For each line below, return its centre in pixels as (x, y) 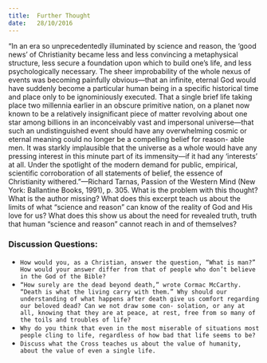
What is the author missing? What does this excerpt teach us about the (124, 198)
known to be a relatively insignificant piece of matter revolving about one (128, 113)
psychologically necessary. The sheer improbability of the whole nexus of (130, 71)
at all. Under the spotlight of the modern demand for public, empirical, (123, 164)
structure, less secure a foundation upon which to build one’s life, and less (130, 63)
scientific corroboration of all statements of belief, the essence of (116, 173)
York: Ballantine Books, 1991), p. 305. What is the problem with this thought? (133, 190)
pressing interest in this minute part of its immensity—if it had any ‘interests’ (133, 156)
